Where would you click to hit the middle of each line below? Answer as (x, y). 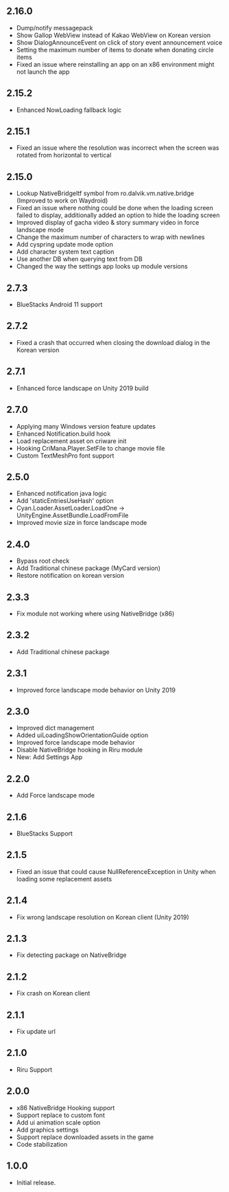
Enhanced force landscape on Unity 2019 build (82, 388)
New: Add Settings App (49, 757)
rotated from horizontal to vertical (64, 155)
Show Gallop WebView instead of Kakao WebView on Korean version (113, 35)
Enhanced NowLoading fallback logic (69, 110)
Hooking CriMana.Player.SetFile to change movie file (91, 448)
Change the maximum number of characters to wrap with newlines (110, 237)
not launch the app (43, 71)
